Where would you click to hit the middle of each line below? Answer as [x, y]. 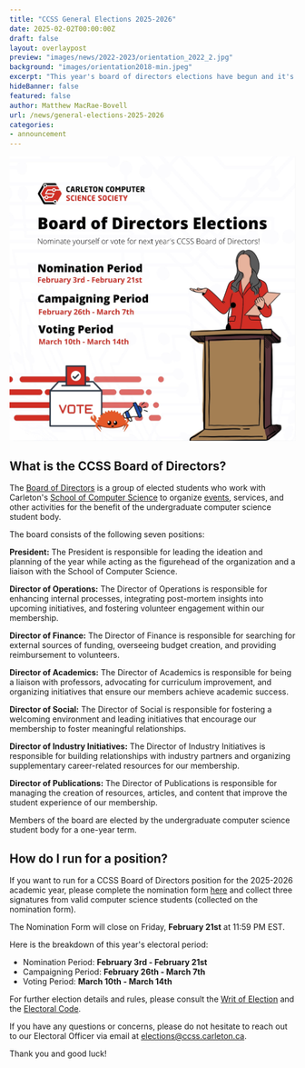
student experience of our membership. [84, 803]
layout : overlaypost [49, 48]
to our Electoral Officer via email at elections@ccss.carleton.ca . [128, 1036]
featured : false [40, 95]
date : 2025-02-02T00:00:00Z [63, 29]
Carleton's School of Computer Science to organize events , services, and [147, 498]
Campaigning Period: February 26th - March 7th [114, 972]
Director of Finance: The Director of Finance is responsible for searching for [152, 635]
